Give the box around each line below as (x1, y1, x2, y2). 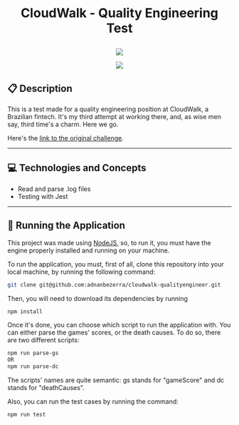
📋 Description (7, 82, 73, 94)
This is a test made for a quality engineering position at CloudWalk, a (7, 105, 209, 113)
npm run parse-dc (7, 363, 59, 370)
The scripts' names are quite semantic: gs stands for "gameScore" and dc (7, 376, 225, 384)
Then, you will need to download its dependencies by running (7, 294, 188, 302)
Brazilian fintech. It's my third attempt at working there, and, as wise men (7, 113, 222, 121)
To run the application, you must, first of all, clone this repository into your (7, 260, 224, 268)
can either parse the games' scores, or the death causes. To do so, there (7, 328, 221, 337)
